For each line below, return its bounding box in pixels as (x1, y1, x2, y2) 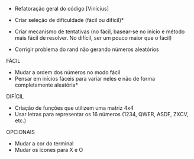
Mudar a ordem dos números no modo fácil (14, 69, 121, 76)
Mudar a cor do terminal (14, 140, 74, 147)
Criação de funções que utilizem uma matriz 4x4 (14, 104, 134, 112)
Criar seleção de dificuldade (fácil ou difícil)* (14, 17, 124, 23)
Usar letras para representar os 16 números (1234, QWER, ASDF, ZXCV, (14, 111, 189, 117)
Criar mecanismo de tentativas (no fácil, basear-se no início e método (14, 28, 185, 35)
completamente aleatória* (14, 81, 79, 88)
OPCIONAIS (6, 129, 35, 135)
